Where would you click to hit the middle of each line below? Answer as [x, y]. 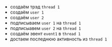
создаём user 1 [27, 12]
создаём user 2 [27, 17]
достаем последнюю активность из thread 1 [59, 39]
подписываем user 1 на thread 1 [45, 23]
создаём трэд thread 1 [35, 7]
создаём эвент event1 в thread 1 [45, 34]
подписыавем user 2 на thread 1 [45, 28]
